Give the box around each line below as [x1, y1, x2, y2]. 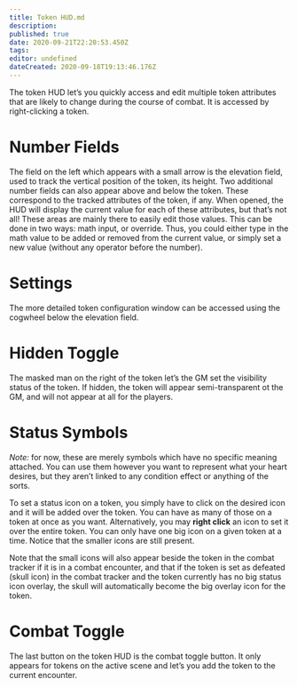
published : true [9, 29, 69, 38]
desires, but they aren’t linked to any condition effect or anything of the [9, 470, 269, 481]
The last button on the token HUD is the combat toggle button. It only [9, 651, 262, 661]
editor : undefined [9, 54, 77, 63]
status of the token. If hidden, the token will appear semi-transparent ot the [9, 381, 284, 392]
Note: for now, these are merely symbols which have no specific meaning [9, 451, 277, 462]
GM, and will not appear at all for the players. [9, 391, 174, 402]
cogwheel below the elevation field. [9, 312, 139, 323]
